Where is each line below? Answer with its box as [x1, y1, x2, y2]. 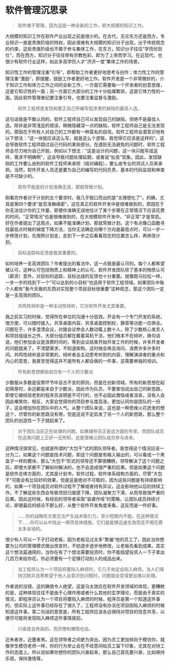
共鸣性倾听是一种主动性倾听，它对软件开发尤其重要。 [17, 302, 129, 309]
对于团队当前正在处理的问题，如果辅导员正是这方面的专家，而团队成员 [17, 428, 164, 434]
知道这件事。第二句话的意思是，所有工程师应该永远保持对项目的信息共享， [5, 608, 160, 614]
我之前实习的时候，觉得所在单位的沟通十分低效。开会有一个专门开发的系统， [5, 314, 165, 320]
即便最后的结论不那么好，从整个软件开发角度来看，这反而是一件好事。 [14, 502, 160, 508]
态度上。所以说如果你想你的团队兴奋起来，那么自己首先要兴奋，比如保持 [14, 649, 165, 655]
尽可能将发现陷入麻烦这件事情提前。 [9, 615, 85, 621]
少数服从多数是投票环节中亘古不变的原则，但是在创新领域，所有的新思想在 [5, 379, 160, 385]
